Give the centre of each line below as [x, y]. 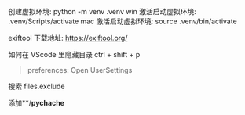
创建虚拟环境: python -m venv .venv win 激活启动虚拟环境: [102, 11]
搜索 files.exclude [37, 86]
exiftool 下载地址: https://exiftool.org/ [68, 38]
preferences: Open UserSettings [80, 70]
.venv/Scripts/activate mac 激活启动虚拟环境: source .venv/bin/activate [122, 21]
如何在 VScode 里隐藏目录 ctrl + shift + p [74, 54]
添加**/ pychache [37, 103]
